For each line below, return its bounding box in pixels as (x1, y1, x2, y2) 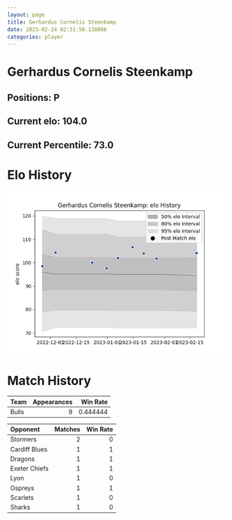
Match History (7, 372, 92, 388)
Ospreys (10, 484, 35, 492)
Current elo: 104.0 (7, 116, 88, 127)
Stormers (10, 435, 37, 443)
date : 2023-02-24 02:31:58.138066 (7, 26, 108, 33)
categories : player (7, 33, 64, 40)
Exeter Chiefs (10, 464, 49, 473)
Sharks (10, 503, 31, 512)
